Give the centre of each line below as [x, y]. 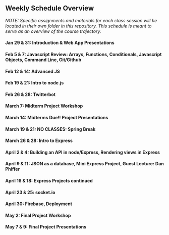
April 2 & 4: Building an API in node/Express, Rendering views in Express [83, 152]
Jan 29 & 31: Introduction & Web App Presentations [60, 43]
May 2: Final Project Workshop [38, 215]
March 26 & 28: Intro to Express [39, 140]
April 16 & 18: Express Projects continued [49, 180]
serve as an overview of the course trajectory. [53, 31]
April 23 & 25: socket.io [30, 192]
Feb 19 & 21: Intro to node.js [35, 83]
